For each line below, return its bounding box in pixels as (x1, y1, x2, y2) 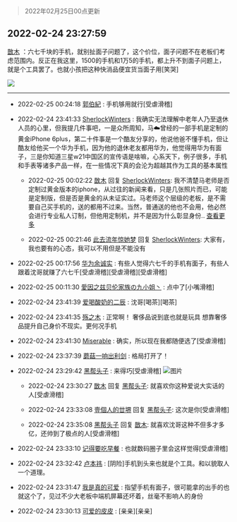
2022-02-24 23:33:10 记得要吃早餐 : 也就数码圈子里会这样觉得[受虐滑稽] (17, 444, 229, 452)
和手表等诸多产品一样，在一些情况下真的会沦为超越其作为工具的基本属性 (17, 161, 228, 169)
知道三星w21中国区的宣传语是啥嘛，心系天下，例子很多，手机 (48, 152, 227, 161)
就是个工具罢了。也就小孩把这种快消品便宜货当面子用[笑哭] (7, 65, 179, 73)
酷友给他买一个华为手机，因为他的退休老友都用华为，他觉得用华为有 (17, 143, 216, 152)
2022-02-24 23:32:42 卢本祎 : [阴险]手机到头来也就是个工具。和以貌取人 (17, 459, 230, 468)
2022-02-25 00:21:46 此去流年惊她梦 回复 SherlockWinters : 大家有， (28, 235, 229, 243)
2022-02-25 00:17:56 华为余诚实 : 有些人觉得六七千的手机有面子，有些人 (17, 259, 229, 267)
